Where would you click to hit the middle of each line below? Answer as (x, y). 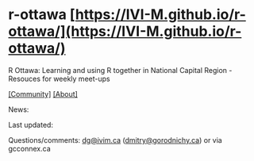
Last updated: (31, 125)
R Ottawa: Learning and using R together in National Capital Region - (120, 70)
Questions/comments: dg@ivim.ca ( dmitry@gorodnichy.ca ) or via (115, 140)
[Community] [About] (43, 94)
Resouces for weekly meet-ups (59, 79)
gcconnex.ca (30, 148)
